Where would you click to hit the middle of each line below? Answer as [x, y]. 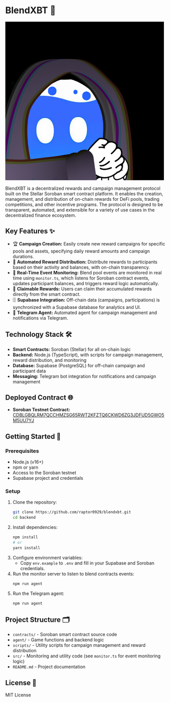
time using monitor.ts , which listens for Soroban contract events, [81, 278]
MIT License [18, 695]
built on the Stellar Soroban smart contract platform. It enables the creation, [84, 194]
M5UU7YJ [23, 420]
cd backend [24, 518]
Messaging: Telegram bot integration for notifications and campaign [84, 376]
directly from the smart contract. [47, 294]
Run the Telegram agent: [38, 593]
